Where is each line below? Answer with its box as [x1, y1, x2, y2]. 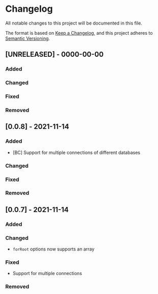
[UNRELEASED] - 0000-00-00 [5, 50, 104, 59]
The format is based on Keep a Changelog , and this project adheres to [5, 30, 153, 36]
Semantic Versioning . [5, 35, 50, 41]
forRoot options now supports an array [12, 246, 95, 252]
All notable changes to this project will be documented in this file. [5, 20, 143, 26]
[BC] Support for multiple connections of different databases [12, 149, 141, 155]
